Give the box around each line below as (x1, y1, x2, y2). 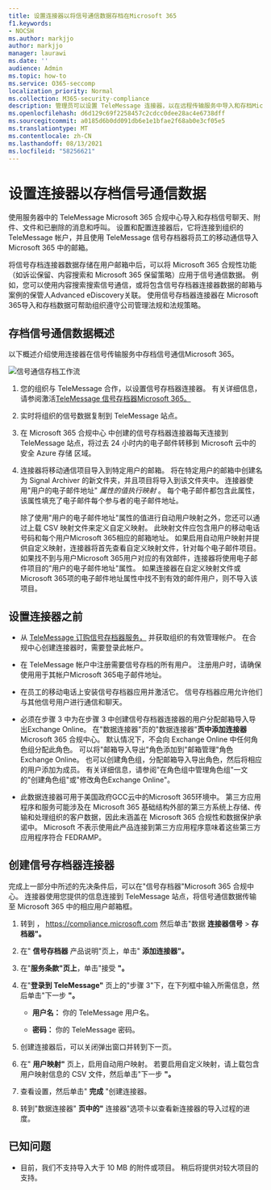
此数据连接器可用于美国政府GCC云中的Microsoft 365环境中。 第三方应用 (19, 792, 261, 801)
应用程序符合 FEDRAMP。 (19, 832, 106, 842)
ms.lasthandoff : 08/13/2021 (8, 139, 103, 148)
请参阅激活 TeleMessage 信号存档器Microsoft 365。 (19, 393, 191, 404)
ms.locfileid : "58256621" (8, 147, 95, 155)
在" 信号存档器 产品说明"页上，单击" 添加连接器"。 (19, 946, 189, 956)
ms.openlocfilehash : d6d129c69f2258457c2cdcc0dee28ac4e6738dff (8, 110, 226, 118)
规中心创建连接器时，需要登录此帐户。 (19, 642, 148, 652)
